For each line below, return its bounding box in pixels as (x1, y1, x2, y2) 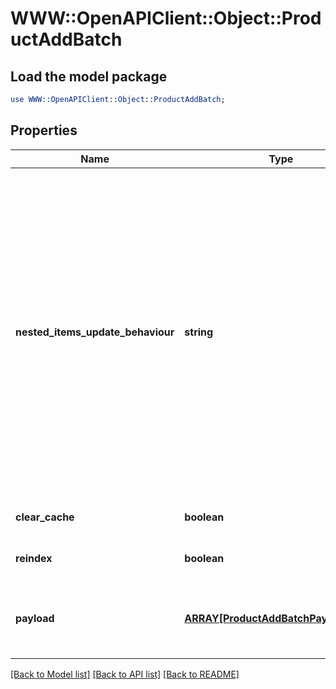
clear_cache (15, 510, 75, 524)
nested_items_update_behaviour (15, 325, 175, 339)
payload (15, 611, 55, 625)
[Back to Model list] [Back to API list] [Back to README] (10, 668, 240, 680)
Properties (10, 122, 78, 139)
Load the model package (10, 68, 168, 85)
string (184, 325, 214, 339)
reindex (15, 551, 53, 565)
